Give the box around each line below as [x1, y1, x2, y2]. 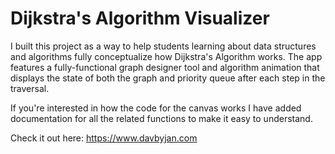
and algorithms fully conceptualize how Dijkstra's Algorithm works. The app [10, 50, 323, 62]
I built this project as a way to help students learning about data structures [10, 40, 317, 52]
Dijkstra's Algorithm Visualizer [10, 7, 270, 30]
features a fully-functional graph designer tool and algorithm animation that [10, 61, 320, 73]
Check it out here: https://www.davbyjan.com [10, 132, 198, 144]
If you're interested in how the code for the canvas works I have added [10, 102, 302, 114]
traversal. [10, 82, 50, 94]
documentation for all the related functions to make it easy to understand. [10, 112, 313, 124]
